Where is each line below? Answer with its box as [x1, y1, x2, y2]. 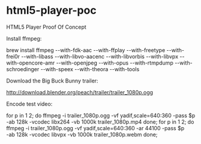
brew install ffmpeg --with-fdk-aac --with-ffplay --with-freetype [6, 46, 166, 54]
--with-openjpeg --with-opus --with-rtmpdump [56, 59, 174, 66]
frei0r [6, 53, 20, 60]
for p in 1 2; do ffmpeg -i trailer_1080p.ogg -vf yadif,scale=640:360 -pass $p [6, 112, 196, 119]
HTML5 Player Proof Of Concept [6, 23, 87, 30]
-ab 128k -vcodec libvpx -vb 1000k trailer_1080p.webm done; [6, 131, 158, 138]
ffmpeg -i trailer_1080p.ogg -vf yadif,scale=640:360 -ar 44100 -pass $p [6, 124, 185, 131]
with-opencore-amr [6, 59, 55, 66]
